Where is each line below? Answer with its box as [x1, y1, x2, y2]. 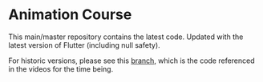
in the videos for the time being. [8, 64, 114, 73]
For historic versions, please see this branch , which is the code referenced [8, 56, 255, 65]
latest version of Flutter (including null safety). [8, 40, 160, 49]
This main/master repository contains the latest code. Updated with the [8, 32, 244, 41]
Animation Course [8, 6, 132, 24]
